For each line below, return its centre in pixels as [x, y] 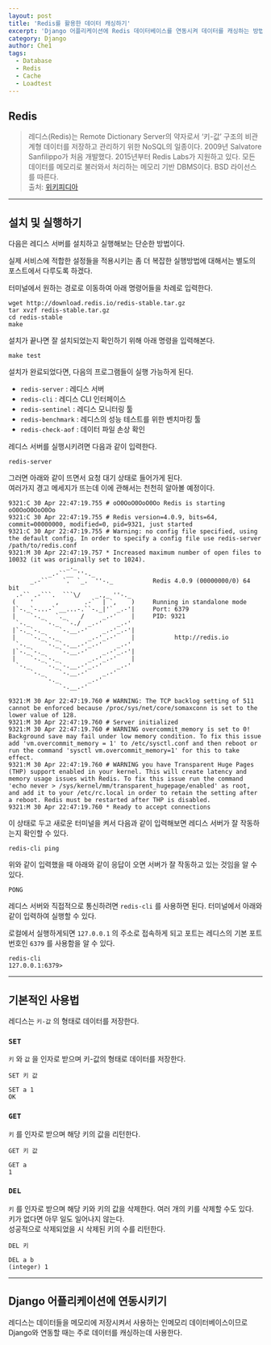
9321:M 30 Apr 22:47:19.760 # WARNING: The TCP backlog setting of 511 [131, 701]
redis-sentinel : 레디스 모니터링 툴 [76, 410]
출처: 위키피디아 [53, 187]
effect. [21, 758]
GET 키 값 [23, 1151]
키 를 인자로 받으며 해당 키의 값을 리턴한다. [75, 1134]
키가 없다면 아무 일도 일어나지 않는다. [67, 1219]
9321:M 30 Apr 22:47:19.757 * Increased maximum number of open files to [135, 553]
